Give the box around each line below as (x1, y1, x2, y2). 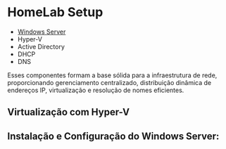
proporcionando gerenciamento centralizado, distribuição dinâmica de (7, 78, 212, 86)
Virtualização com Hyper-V (7, 106, 130, 118)
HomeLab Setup (7, 4, 103, 20)
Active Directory (17, 42, 65, 51)
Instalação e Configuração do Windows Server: (7, 130, 220, 142)
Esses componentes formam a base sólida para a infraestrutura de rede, (7, 71, 218, 79)
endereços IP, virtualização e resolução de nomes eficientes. (7, 86, 184, 94)
